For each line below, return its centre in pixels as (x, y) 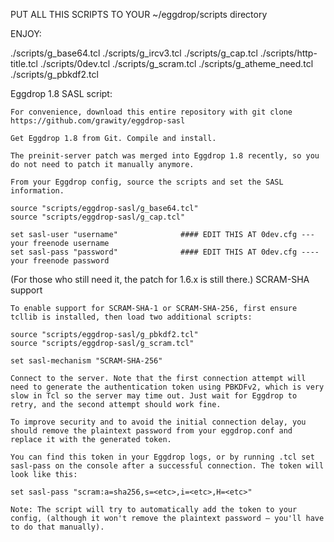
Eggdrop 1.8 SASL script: (61, 93)
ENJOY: (26, 33)
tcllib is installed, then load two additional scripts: (131, 317)
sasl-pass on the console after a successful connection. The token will (167, 466)
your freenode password (60, 261)
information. (37, 191)
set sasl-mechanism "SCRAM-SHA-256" (86, 361)
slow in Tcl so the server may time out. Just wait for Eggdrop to (154, 396)
